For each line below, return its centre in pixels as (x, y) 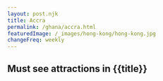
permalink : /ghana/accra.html (52, 27)
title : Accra (26, 20)
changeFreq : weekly (36, 40)
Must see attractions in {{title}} (78, 69)
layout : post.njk (33, 14)
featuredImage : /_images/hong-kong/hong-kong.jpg (82, 33)
